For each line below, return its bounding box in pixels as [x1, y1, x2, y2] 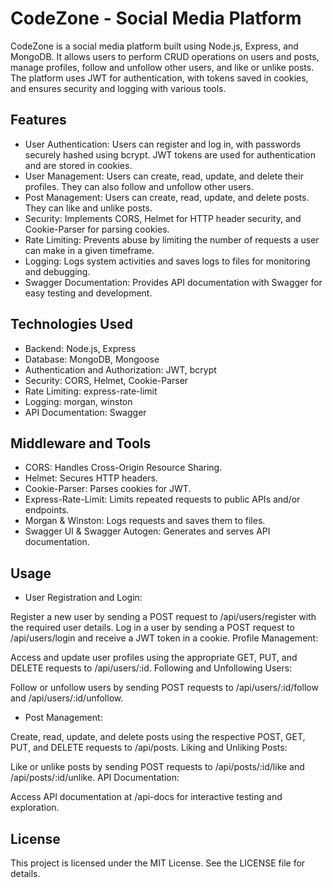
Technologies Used [10, 316, 133, 333]
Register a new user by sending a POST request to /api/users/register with [10, 611, 317, 623]
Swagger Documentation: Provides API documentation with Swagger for [24, 276, 323, 288]
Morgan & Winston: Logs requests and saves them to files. [24, 515, 266, 527]
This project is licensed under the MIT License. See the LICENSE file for [10, 857, 306, 869]
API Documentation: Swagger [24, 406, 147, 418]
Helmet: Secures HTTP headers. [24, 472, 158, 484]
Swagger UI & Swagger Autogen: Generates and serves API [24, 525, 271, 537]
